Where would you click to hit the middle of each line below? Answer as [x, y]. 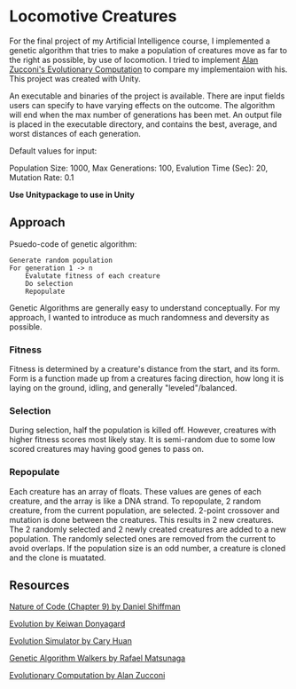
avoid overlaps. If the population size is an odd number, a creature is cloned [148, 548]
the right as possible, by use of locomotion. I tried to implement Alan [134, 59]
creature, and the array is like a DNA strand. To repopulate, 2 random [135, 501]
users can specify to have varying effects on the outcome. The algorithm [142, 105]
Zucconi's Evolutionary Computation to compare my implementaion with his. [148, 69]
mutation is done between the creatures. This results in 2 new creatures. [142, 519]
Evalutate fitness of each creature [93, 276]
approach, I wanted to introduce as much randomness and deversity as [140, 317]
